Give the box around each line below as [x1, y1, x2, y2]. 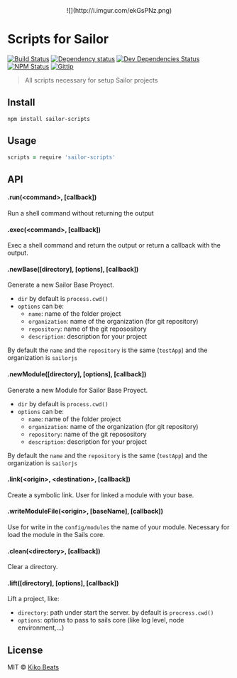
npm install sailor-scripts [7, 115, 91, 122]
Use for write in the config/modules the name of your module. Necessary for [7, 523, 230, 531]
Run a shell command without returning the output [7, 209, 154, 218]
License [7, 644, 43, 656]
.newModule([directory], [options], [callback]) [7, 370, 147, 378]
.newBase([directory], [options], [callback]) [7, 265, 139, 273]
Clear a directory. [7, 563, 58, 571]
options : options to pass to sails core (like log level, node [17, 616, 184, 625]
